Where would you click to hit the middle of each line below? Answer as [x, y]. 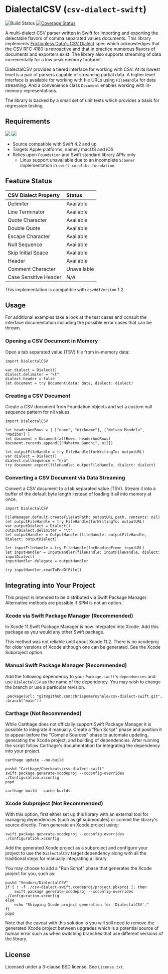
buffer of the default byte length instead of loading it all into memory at [78, 494]
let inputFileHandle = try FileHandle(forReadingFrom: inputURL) [75, 548]
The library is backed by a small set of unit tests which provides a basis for [82, 100]
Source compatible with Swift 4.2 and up [54, 144]
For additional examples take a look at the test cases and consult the [76, 317]
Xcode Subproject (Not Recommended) [54, 803]
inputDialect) [20, 557]
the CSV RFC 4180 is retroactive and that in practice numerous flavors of [80, 49]
